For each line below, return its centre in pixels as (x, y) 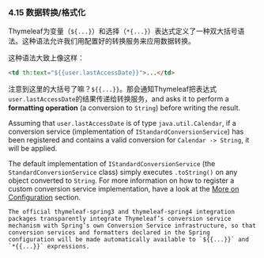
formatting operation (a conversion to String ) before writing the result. (124, 108)
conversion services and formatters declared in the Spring (109, 233)
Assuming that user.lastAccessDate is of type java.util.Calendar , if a (123, 123)
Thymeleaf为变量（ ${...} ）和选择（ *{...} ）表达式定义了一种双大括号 (123, 31)
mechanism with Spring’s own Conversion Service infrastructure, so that (132, 226)
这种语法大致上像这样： (46, 58)
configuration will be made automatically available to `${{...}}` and (128, 240)
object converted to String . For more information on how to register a (121, 180)
